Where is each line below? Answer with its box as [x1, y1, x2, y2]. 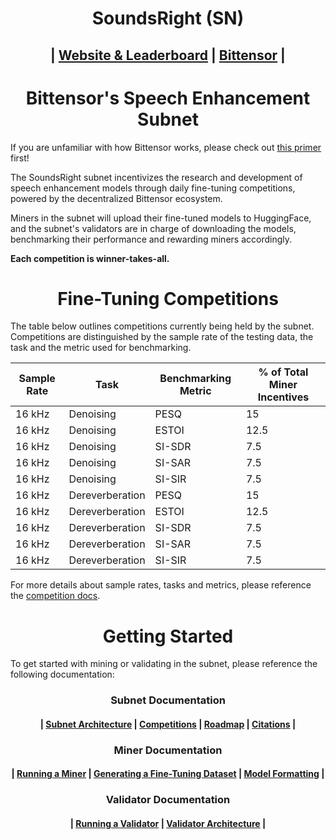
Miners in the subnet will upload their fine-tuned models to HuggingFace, [10, 212, 312, 224]
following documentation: [10, 668, 115, 681]
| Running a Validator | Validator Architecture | [69, 817, 267, 829]
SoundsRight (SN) [91, 7, 245, 30]
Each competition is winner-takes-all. [10, 252, 170, 264]
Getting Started [102, 625, 234, 647]
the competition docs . [10, 590, 101, 602]
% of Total [258, 365, 309, 379]
